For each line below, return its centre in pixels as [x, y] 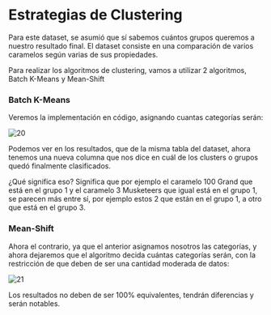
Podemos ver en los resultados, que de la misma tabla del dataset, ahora [129, 149]
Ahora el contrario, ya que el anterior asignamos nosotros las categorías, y [133, 246]
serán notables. [34, 303]
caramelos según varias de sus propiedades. [83, 54]
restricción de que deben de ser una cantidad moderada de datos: [119, 263]
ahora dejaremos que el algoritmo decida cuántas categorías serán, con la [132, 255]
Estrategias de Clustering [95, 15]
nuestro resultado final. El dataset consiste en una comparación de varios [131, 45]
